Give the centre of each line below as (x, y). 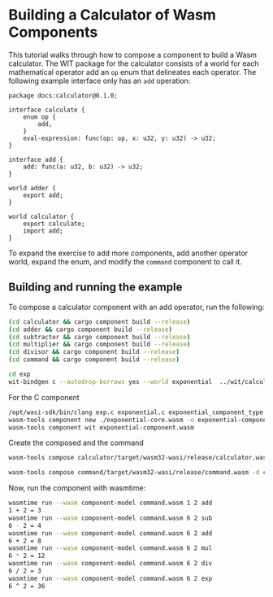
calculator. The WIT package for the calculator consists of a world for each (134, 63)
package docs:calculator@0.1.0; (63, 95)
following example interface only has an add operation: (100, 81)
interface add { (36, 159)
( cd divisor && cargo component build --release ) (94, 352)
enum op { (40, 117)
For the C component (44, 397)
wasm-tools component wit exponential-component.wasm (102, 427)
